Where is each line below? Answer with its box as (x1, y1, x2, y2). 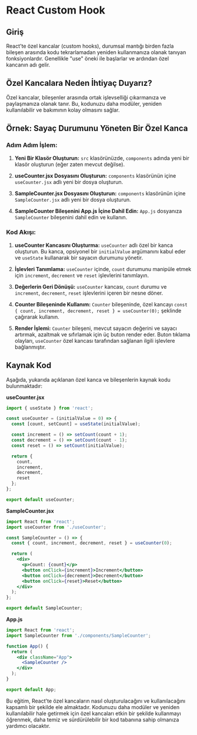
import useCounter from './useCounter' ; (6, 524, 107, 530)
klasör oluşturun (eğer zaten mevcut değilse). (14, 161, 125, 168)
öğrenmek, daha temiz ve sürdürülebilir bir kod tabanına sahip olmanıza (6, 716, 179, 723)
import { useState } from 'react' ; (6, 405, 94, 411)
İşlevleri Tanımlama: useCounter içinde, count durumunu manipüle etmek (14, 265, 192, 272)
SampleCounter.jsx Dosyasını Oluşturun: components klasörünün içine (14, 189, 186, 197)
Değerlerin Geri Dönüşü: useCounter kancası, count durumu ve (14, 283, 167, 290)
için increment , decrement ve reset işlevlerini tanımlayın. (14, 272, 149, 279)
